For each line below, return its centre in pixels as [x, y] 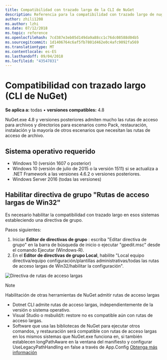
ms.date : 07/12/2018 [27, 28]
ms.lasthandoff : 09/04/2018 [34, 56]
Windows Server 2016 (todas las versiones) [57, 179]
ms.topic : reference [27, 33]
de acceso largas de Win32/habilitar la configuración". [68, 266]
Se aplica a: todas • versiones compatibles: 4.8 [55, 110]
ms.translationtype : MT [30, 47]
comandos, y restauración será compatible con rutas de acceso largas [84, 331]
